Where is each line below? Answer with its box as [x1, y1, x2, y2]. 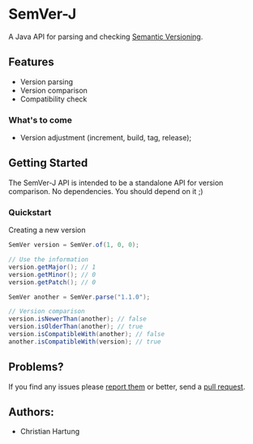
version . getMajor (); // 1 [8, 263, 96, 271]
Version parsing [19, 76, 74, 86]
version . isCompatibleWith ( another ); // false [8, 330, 165, 338]
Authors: [8, 405, 54, 419]
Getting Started [8, 156, 88, 170]
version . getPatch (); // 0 [8, 278, 96, 287]
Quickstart [8, 206, 52, 218]
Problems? [8, 360, 64, 374]
